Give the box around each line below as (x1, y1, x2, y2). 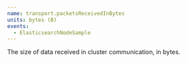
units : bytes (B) (7, 16, 57, 23)
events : (7, 23, 30, 29)
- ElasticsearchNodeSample (13, 29, 91, 36)
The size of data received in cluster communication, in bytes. (7, 48, 181, 56)
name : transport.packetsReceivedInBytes (7, 10, 126, 17)
